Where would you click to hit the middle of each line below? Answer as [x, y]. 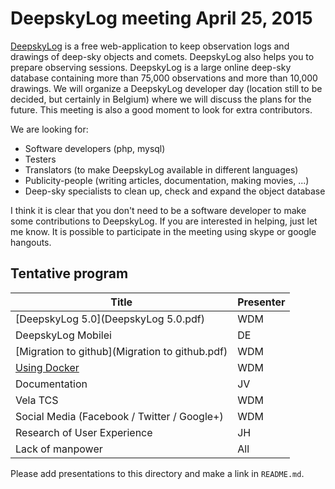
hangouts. [31, 242]
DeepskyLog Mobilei [63, 335]
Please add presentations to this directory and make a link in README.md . [157, 473]
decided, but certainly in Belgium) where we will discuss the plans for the [161, 99]
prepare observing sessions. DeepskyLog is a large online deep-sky [151, 67]
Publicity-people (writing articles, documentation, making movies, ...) [167, 180]
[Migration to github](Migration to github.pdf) [121, 351]
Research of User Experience [84, 432]
